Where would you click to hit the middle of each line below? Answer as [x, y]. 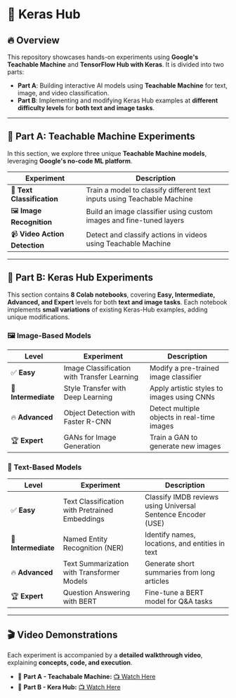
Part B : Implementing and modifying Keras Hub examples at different [118, 100]
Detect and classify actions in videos [146, 235]
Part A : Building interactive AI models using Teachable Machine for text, [123, 86]
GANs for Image [90, 437]
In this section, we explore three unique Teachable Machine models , [107, 153]
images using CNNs [183, 397]
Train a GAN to [174, 437]
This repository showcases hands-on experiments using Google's [103, 57]
